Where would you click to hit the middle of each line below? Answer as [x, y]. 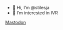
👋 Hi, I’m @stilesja [31, 8]
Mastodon [15, 22]
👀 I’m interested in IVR [35, 13]
